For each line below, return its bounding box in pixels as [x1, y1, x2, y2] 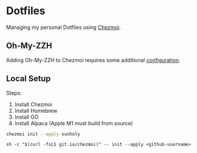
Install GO [14, 113, 39, 121]
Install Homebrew [14, 107, 58, 114]
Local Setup [6, 74, 51, 84]
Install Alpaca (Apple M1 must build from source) [14, 119, 133, 126]
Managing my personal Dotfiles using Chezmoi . [6, 24, 121, 31]
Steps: [6, 89, 22, 96]
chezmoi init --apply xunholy [6, 131, 81, 137]
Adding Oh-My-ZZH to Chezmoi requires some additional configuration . [6, 56, 181, 63]
